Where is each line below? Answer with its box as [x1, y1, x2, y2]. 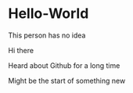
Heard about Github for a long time [8, 60, 120, 70]
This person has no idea [8, 30, 86, 40]
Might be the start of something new [8, 76, 126, 85]
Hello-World [8, 5, 89, 23]
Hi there [8, 45, 34, 55]
